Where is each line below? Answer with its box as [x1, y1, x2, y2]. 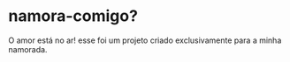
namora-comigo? [8, 6, 139, 26]
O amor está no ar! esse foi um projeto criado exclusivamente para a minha [8, 35, 282, 45]
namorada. [8, 44, 48, 54]
